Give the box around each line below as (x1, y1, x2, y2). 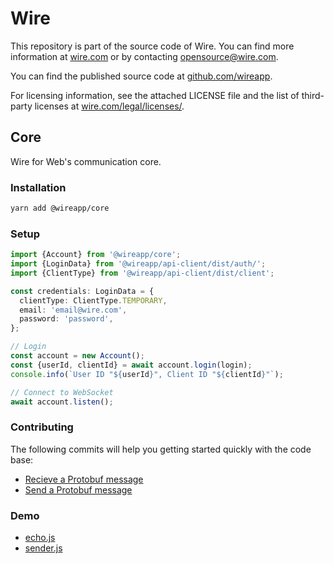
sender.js (24, 542, 63, 554)
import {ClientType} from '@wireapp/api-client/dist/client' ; (10, 268, 275, 278)
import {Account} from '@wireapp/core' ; (10, 250, 182, 260)
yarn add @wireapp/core (10, 203, 110, 214)
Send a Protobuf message (24, 483, 133, 496)
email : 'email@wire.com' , (19, 305, 128, 315)
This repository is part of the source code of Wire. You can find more (10, 40, 295, 52)
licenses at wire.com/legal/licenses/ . (34, 100, 185, 112)
